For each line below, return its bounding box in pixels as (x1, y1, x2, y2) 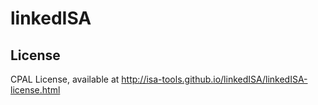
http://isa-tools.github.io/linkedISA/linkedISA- (121, 73, 308, 85)
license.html (10, 84, 61, 96)
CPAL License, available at (10, 73, 120, 85)
